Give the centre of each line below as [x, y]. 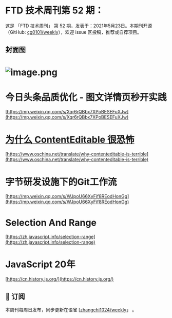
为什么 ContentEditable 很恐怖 [70, 140]
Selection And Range [51, 222]
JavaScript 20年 [40, 264]
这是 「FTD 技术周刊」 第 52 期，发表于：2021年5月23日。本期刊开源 [79, 26]
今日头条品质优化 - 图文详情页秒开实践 [86, 97]
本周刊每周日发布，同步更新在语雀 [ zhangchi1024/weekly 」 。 [71, 310]
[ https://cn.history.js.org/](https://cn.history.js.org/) [60, 279]
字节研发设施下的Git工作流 [61, 182]
